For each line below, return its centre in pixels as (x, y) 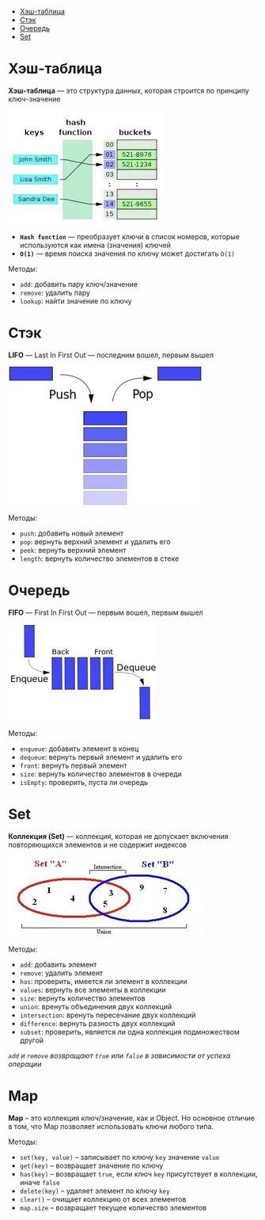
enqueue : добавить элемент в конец (79, 749)
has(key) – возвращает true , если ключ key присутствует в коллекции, (139, 1174)
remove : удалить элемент (61, 973)
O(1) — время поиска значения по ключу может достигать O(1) (127, 254)
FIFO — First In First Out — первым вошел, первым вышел (106, 612)
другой (32, 1040)
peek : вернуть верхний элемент (73, 550)
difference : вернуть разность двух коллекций (97, 1023)
